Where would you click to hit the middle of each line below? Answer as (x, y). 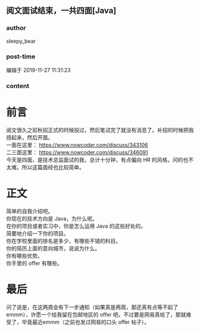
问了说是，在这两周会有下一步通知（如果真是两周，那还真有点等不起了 (92, 307)
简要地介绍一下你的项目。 (37, 233)
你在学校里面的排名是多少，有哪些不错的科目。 (63, 241)
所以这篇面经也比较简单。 (53, 167)
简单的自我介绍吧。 (30, 211)
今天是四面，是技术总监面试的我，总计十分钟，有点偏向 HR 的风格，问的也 (97, 160)
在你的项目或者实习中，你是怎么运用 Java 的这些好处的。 (76, 226)
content (18, 86)
